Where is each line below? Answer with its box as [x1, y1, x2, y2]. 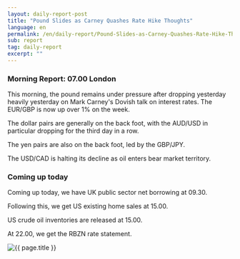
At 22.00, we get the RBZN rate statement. [7, 230, 132, 238]
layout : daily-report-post [7, 10, 88, 18]
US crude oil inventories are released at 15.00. [7, 215, 143, 225]
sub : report [7, 37, 43, 44]
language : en [7, 24, 46, 31]
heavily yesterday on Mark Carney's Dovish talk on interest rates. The [7, 98, 213, 106]
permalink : [7, 30, 40, 38]
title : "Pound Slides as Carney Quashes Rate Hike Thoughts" [7, 17, 194, 24]
